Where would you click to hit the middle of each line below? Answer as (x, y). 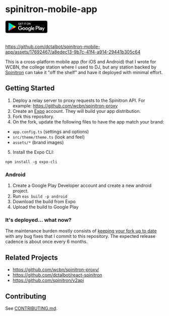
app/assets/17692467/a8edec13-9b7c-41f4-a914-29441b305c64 (73, 52)
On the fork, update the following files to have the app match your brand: (88, 121)
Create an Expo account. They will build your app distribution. (77, 111)
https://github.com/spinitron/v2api (48, 280)
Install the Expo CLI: (33, 152)
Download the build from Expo (44, 202)
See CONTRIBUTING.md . (31, 308)
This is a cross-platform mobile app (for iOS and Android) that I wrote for (81, 61)
